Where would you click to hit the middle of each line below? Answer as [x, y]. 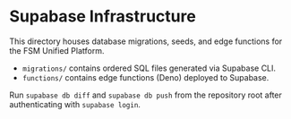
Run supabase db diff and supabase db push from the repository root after [145, 95]
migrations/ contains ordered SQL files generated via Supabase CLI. [149, 68]
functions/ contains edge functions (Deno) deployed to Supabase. [145, 77]
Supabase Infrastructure [103, 17]
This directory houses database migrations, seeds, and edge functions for [146, 41]
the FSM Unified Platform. [57, 50]
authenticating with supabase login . [75, 104]
